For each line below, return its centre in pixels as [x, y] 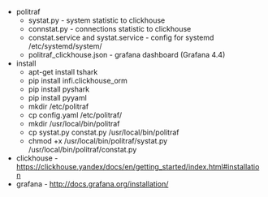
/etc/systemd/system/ [65, 46]
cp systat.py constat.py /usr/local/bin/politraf [104, 132]
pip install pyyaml [57, 98]
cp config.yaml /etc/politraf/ [75, 115]
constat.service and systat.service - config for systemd [121, 37]
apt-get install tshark [63, 72]
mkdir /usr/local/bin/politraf [74, 124]
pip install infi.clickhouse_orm [78, 81]
